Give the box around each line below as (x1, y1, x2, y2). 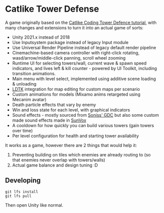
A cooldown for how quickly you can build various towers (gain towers (12, 122, 154, 128)
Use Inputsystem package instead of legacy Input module (12, 39, 129, 45)
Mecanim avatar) (12, 96, 47, 102)
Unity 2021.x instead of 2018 (12, 34, 70, 40)
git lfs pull (5, 193, 32, 198)
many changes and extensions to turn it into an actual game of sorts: (5, 24, 143, 30)
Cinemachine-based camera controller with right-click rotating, (12, 50, 140, 56)
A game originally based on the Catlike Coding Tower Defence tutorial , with (5, 20, 157, 25)
